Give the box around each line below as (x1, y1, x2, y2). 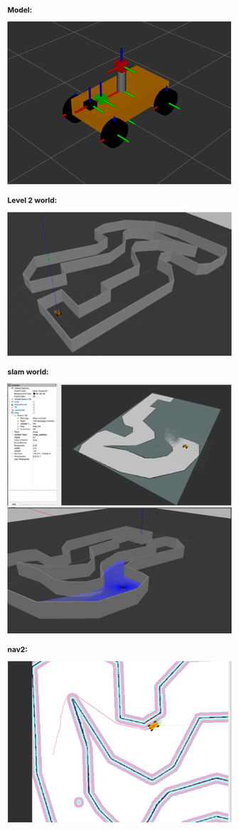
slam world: (7, 367, 49, 376)
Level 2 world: (7, 195, 58, 205)
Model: (7, 5, 33, 15)
